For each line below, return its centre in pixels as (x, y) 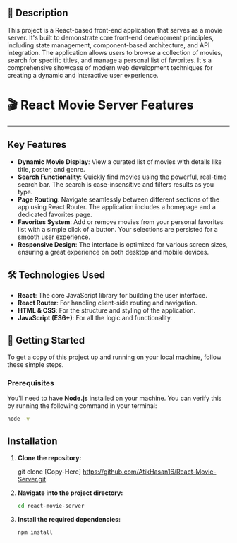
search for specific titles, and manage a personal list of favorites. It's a (109, 60)
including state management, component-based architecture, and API (109, 45)
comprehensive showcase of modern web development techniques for (110, 67)
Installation (32, 441)
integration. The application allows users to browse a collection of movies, (115, 52)
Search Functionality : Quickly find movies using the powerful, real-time (122, 177)
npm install (35, 532)
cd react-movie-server (51, 506)
